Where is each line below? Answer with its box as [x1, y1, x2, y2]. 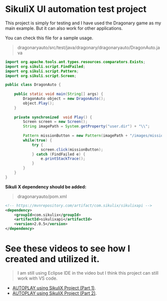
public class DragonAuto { [5, 82, 61, 88]
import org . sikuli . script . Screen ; [5, 73, 77, 78]
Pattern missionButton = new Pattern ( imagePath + [23, 133, 128, 138]
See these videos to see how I [5, 243, 130, 254]
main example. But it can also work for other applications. [5, 25, 123, 31]
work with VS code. [17, 275, 58, 281]
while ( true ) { [23, 138, 52, 143]
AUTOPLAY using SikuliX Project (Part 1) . [12, 285, 96, 291]
